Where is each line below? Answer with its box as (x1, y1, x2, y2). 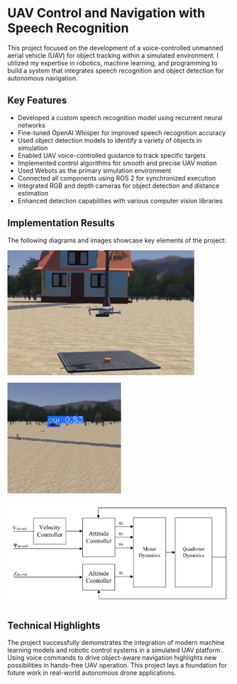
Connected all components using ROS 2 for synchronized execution (17, 173, 216, 182)
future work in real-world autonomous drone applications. (7, 668, 176, 677)
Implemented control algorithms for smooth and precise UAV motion (17, 159, 217, 167)
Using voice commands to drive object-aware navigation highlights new (7, 653, 217, 662)
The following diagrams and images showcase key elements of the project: (7, 236, 226, 245)
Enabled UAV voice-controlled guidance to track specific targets (17, 151, 206, 159)
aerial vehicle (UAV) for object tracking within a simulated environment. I (7, 51, 219, 60)
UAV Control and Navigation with (7, 5, 206, 21)
